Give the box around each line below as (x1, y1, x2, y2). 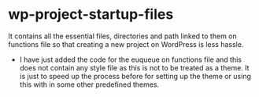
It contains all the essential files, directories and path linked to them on (8, 31, 238, 41)
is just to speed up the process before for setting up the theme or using (19, 71, 252, 81)
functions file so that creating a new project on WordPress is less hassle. (8, 39, 244, 48)
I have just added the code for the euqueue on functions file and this (19, 55, 242, 64)
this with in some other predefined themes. (19, 80, 160, 89)
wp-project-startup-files (8, 5, 174, 23)
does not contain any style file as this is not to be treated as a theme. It (19, 63, 250, 72)
